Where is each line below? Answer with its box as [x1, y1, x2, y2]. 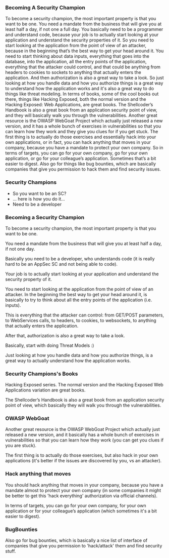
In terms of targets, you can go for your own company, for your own [5, 502, 146, 508]
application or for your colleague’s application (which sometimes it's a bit [5, 508, 157, 514]
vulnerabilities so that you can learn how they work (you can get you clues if [5, 437, 164, 443]
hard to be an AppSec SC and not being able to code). [5, 261, 118, 267]
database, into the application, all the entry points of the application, [5, 59, 147, 65]
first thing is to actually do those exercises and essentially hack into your [5, 134, 156, 140]
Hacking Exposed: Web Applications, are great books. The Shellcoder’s [5, 102, 153, 108]
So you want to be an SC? [12, 190, 67, 196]
